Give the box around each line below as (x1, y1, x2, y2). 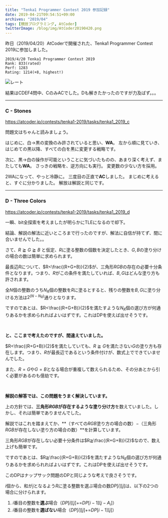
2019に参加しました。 (5, 47, 50, 53)
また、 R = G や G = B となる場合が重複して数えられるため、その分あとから (5, 366, 156, 372)
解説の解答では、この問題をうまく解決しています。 (5, 393, 110, 399)
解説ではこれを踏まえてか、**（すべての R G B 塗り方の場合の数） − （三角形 (5, 420, 156, 426)
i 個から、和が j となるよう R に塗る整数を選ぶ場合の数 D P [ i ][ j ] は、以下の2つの (5, 482, 159, 489)
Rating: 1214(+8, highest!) (5, 70, 64, 75)
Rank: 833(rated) (5, 61, 41, 66)
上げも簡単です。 (5, 443, 40, 449)
